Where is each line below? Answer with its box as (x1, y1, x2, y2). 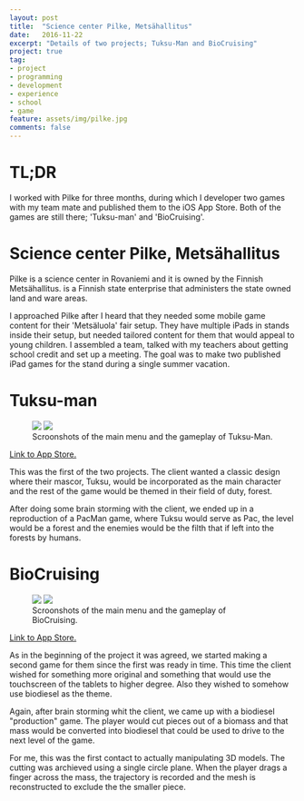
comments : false (9, 124, 71, 133)
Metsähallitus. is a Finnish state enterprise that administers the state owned (9, 282, 292, 293)
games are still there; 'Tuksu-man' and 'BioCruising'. (9, 211, 205, 222)
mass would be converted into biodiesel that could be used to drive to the (9, 725, 285, 736)
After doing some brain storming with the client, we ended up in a (9, 503, 254, 514)
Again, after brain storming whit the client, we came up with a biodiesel (9, 706, 275, 717)
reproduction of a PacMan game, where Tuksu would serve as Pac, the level (9, 512, 294, 523)
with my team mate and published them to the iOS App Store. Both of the (9, 202, 281, 213)
